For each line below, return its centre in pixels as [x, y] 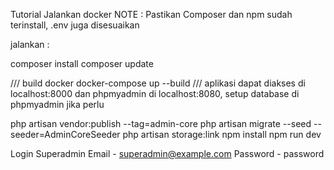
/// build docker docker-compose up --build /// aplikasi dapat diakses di [158, 83]
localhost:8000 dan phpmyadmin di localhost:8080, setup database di [155, 93]
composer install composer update [82, 63]
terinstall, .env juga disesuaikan [75, 25]
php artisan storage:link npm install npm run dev [222, 134]
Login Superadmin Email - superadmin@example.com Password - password [167, 153]
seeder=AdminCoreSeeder [65, 134]
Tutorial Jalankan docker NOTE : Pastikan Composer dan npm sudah [151, 14]
